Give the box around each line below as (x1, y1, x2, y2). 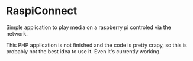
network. (6, 30, 28, 37)
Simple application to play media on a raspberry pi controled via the (6, 24, 172, 31)
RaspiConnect (6, 4, 78, 18)
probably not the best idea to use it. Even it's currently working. (6, 47, 161, 54)
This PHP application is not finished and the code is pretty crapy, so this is (6, 41, 188, 49)
